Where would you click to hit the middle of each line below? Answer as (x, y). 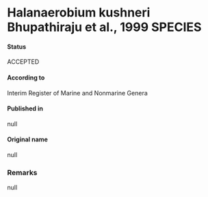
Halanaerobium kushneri (79, 13)
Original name (27, 139)
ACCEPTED (23, 62)
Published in (25, 108)
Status (17, 47)
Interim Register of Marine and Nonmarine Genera (78, 93)
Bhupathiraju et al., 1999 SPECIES (104, 27)
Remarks (22, 172)
